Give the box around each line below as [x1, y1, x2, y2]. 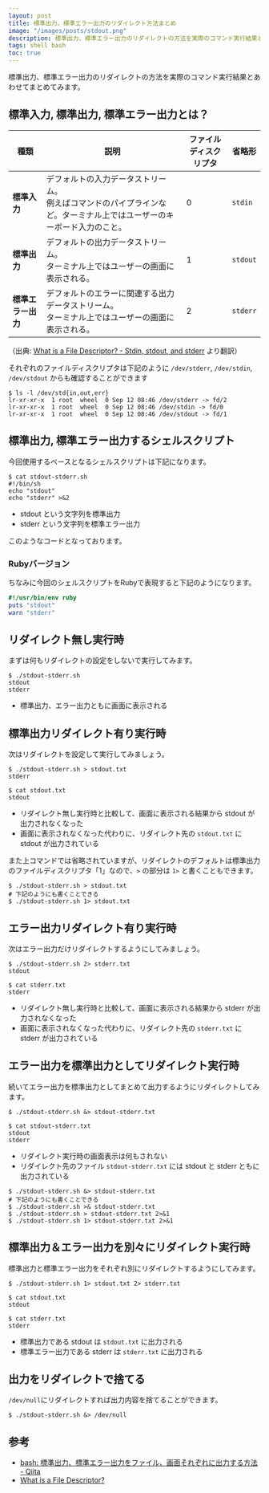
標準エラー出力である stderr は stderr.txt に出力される [19, 1346, 203, 1357]
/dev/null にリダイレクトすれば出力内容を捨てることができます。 [8, 1395, 223, 1405]
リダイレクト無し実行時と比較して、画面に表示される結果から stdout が [19, 808, 255, 819]
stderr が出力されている [19, 1033, 98, 1043]
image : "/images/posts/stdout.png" [8, 26, 127, 35]
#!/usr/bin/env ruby [8, 593, 78, 602]
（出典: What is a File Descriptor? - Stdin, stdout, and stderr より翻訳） [8, 346, 242, 356]
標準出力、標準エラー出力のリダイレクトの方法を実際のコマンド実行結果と [8, 72, 254, 81]
